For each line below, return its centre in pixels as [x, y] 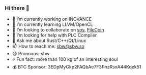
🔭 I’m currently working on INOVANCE [52, 19]
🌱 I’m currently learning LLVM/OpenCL [52, 24]
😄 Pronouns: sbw [31, 54]
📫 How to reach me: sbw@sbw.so [48, 46]
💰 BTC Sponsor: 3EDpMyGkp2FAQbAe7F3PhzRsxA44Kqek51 [77, 67]
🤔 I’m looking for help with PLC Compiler [54, 35]
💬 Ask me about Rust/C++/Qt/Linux [49, 41]
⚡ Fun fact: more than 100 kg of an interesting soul [65, 59]
